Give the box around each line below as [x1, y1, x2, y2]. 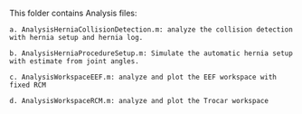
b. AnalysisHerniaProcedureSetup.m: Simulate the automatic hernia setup [9, 49, 294, 58]
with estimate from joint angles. [9, 57, 140, 66]
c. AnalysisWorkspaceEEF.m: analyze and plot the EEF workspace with [9, 72, 278, 81]
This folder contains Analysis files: [9, 8, 137, 18]
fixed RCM [9, 81, 47, 90]
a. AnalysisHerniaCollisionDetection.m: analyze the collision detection [9, 25, 294, 34]
